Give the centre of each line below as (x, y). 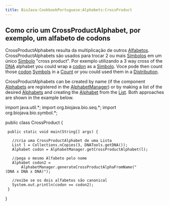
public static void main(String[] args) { (53, 132)
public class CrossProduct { (34, 123)
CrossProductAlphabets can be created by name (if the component (75, 82)
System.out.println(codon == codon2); (53, 185)
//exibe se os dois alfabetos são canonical (60, 181)
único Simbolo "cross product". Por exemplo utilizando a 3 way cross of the (84, 61)
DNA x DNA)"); (36, 172)
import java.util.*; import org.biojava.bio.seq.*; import (61, 108)
